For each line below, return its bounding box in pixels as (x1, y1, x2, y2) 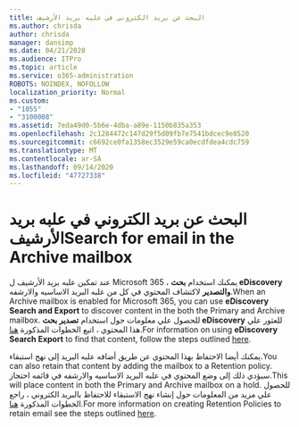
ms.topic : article (9, 63, 78, 72)
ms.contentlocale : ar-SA (9, 154, 102, 163)
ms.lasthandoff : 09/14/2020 (9, 163, 114, 172)
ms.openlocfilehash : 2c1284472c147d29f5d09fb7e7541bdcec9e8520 (9, 130, 250, 138)
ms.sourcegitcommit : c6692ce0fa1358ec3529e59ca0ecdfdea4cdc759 (9, 138, 250, 147)
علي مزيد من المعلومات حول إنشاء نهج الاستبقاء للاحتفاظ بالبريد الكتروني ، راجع (9, 389, 272, 400)
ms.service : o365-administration (9, 71, 134, 80)
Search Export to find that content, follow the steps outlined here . (9, 334, 252, 345)
